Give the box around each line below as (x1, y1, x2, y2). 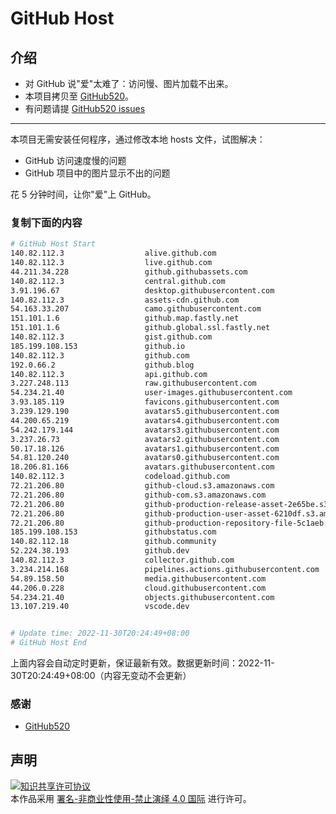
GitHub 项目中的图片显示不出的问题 (24, 167, 171, 179)
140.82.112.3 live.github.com (10, 258, 213, 268)
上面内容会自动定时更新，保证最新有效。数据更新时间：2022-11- (10, 657, 275, 669)
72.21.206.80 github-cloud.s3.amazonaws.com (10, 481, 275, 491)
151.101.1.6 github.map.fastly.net (10, 313, 240, 324)
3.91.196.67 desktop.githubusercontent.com (10, 285, 275, 296)
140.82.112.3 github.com (10, 350, 190, 361)
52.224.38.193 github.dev (10, 546, 190, 556)
